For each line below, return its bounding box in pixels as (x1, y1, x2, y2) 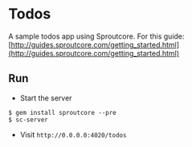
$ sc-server (8, 116, 48, 124)
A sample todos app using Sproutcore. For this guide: (8, 31, 185, 41)
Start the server (19, 93, 72, 103)
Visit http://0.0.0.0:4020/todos (19, 129, 127, 139)
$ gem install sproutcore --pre (8, 108, 116, 116)
